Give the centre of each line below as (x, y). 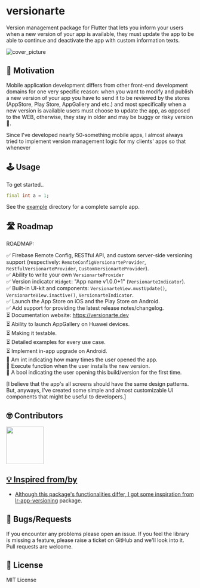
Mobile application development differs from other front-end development (97, 85)
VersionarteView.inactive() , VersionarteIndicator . (70, 295)
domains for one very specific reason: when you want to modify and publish (100, 92)
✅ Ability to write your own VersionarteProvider (65, 275)
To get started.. (25, 184)
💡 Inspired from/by (42, 480)
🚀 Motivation (30, 71)
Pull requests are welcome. (39, 546)
